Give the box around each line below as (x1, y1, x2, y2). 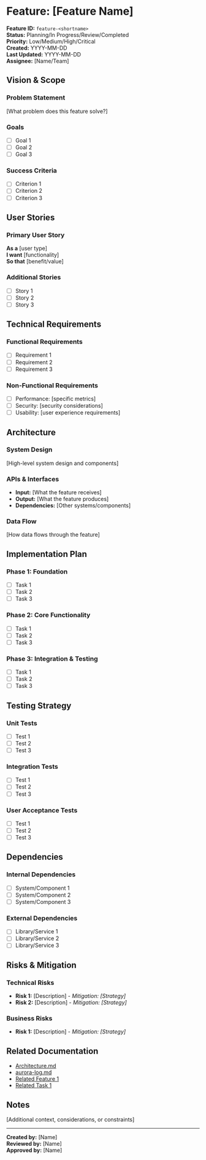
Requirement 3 (15, 365, 53, 373)
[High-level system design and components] (6, 459, 119, 467)
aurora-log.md (15, 1069, 52, 1076)
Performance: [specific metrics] (15, 395, 96, 402)
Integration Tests (6, 763, 58, 771)
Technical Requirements (6, 319, 102, 330)
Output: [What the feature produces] (15, 496, 109, 503)
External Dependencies (6, 914, 78, 922)
